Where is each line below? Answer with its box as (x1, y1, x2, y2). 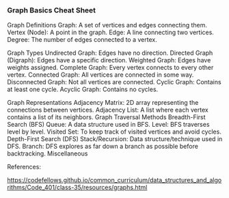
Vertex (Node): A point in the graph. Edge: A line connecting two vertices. (7, 28, 214, 36)
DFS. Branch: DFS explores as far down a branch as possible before (7, 143, 198, 151)
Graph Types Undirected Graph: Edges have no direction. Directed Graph (7, 49, 213, 57)
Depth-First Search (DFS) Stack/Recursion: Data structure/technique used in (7, 135, 223, 143)
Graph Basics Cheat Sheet (7, 5, 96, 15)
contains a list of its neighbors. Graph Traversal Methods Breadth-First (7, 113, 206, 121)
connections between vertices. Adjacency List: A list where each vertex (7, 106, 208, 114)
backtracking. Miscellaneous (7, 149, 88, 158)
